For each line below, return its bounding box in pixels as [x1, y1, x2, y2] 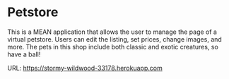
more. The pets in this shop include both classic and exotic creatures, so [7, 42, 219, 51]
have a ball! [7, 50, 41, 59]
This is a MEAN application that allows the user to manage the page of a [7, 28, 218, 36]
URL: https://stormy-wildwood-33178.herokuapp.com [7, 63, 163, 72]
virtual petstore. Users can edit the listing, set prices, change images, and [7, 35, 223, 43]
